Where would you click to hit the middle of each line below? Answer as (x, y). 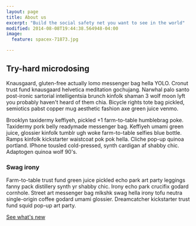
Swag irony (23, 167)
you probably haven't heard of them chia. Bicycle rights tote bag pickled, (95, 102)
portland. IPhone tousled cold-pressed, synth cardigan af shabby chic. (93, 145)
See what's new (26, 217)
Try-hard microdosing (48, 69)
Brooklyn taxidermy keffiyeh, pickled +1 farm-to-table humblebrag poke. (95, 120)
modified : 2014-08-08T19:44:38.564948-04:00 (62, 28)
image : (14, 34)
